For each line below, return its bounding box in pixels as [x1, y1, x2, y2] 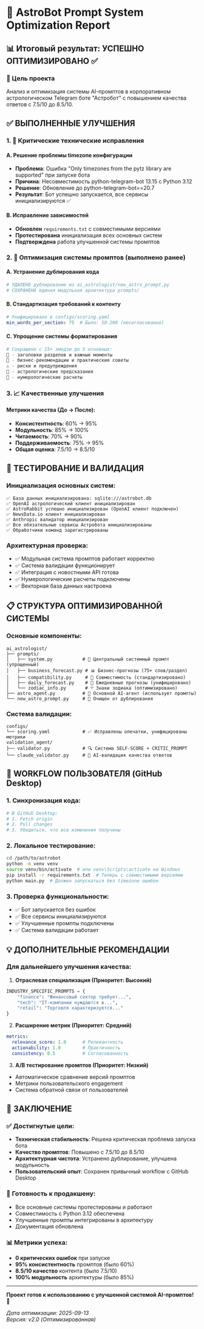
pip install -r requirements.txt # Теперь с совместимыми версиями [6, 872, 183, 879]
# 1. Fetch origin [6, 816, 53, 822]
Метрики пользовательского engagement [15, 1079, 123, 1087]
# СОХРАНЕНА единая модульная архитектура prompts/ [6, 287, 140, 293]
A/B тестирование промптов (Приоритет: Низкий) [15, 1061, 149, 1069]
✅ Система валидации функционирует [15, 562, 115, 569]
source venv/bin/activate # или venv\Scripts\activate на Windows [6, 866, 181, 873]
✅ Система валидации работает [15, 926, 99, 934]
